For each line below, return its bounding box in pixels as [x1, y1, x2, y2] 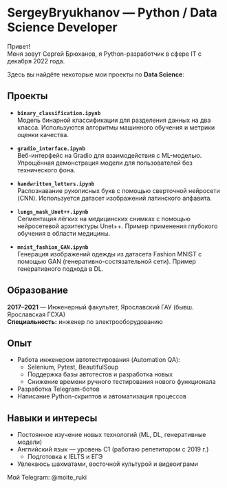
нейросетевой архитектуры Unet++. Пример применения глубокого [17, 222, 218, 230]
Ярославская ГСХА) [7, 310, 66, 318]
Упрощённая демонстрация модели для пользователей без [17, 159, 193, 167]
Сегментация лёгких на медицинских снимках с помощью [17, 214, 191, 223]
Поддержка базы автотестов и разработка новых [27, 370, 173, 378]
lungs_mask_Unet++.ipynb [17, 208, 89, 215]
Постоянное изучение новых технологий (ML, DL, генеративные [17, 431, 206, 439]
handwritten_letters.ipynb [17, 181, 95, 187]
